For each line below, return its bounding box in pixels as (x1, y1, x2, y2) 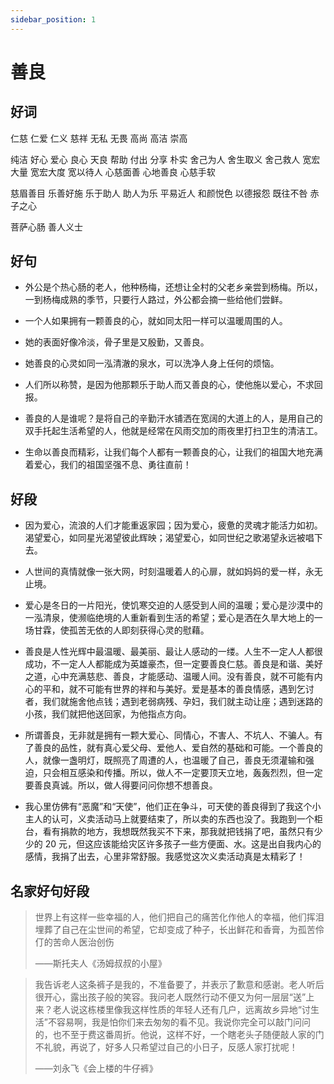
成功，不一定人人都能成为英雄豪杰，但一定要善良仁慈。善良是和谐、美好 (24, 658, 323, 670)
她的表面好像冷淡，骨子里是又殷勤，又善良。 (24, 336, 210, 348)
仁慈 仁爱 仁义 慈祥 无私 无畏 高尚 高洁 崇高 (10, 132, 188, 144)
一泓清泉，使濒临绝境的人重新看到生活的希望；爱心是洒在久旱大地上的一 (24, 612, 323, 624)
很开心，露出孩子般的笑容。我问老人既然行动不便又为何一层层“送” (34, 991, 307, 1003)
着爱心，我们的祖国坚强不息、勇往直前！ (24, 459, 192, 471)
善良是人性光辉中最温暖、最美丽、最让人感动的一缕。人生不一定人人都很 (24, 646, 323, 658)
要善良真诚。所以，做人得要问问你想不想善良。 (24, 779, 218, 791)
